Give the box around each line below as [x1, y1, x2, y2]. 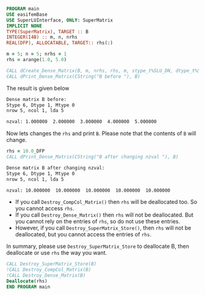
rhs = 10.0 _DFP [6, 148, 45, 154]
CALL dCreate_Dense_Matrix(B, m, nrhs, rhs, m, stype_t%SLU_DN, [6, 67, 173, 73]
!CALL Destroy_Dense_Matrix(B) [6, 272, 86, 278]
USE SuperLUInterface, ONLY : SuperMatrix [6, 17, 113, 23]
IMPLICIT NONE [6, 23, 43, 29]
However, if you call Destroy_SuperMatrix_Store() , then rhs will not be [15, 224, 192, 232]
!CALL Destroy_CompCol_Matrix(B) [6, 267, 92, 273]
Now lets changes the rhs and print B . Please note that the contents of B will [6, 130, 196, 137]
